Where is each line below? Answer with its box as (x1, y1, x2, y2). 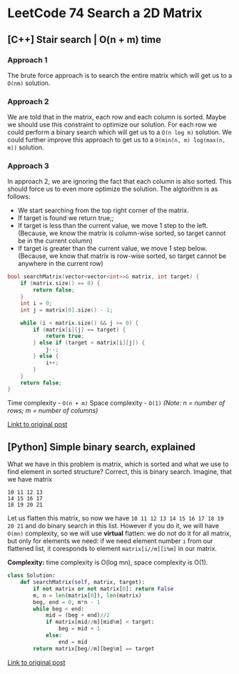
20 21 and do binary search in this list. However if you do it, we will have (7, 522, 220, 530)
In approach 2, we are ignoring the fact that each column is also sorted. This (7, 177, 232, 186)
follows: (7, 192, 31, 201)
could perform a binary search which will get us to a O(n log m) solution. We (7, 128, 232, 137)
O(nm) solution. (7, 79, 51, 87)
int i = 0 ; (20, 299, 53, 307)
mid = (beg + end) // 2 (45, 612, 111, 619)
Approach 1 (7, 55, 48, 65)
